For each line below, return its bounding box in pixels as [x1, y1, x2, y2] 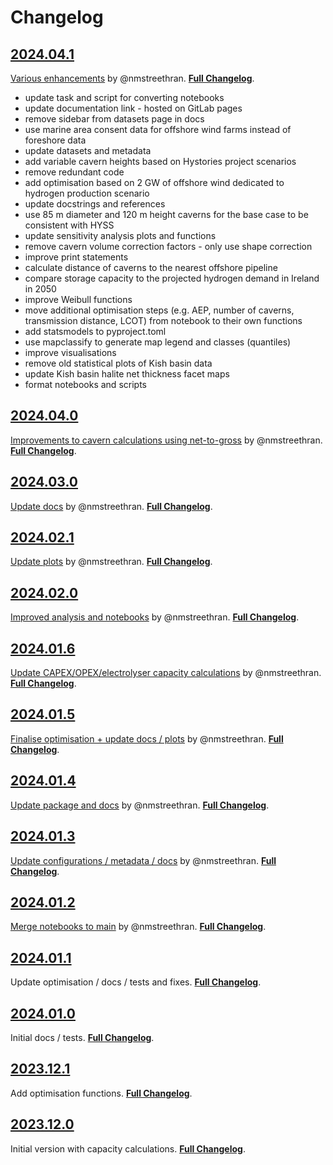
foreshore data [24, 134, 87, 146]
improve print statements [24, 251, 129, 263]
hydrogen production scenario [24, 187, 150, 199]
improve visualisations [24, 347, 117, 358]
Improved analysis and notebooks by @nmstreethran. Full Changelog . [10, 611, 300, 623]
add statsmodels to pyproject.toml [24, 326, 167, 337]
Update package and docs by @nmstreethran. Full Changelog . [10, 799, 270, 811]
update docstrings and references [24, 198, 166, 210]
